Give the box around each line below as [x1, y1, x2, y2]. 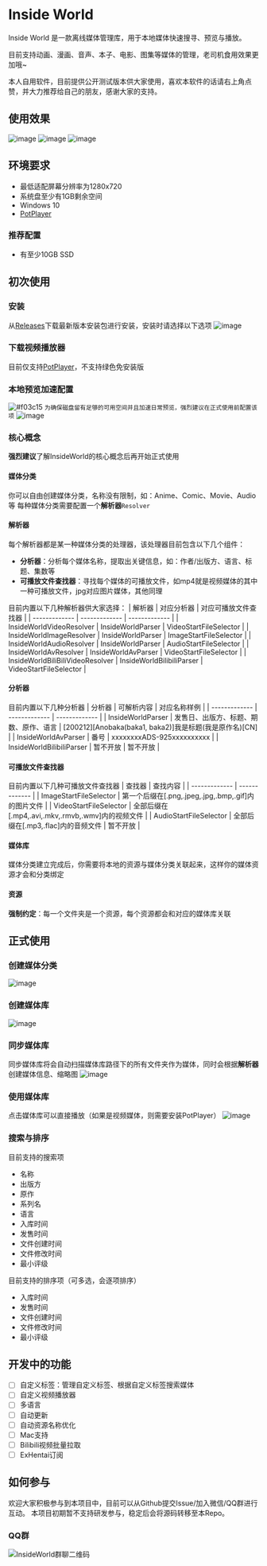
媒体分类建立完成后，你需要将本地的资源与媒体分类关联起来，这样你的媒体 [8, 860, 252, 869]
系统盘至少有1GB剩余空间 [19, 191, 103, 200]
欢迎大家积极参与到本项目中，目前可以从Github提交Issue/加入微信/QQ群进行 [8, 1498, 258, 1508]
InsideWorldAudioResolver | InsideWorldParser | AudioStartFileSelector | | [8, 639, 250, 648]
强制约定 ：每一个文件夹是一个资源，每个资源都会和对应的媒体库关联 [8, 908, 231, 918]
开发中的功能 [8, 1358, 72, 1371]
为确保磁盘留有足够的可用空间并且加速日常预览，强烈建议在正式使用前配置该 [44, 404, 258, 412]
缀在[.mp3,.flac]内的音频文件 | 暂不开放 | [8, 821, 141, 830]
